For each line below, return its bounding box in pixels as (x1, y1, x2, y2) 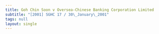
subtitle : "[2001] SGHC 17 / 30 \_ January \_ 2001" (5, 12, 109, 17)
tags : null (5, 16, 28, 21)
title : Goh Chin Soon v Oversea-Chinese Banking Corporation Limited (5, 7, 154, 12)
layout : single (5, 21, 37, 26)
